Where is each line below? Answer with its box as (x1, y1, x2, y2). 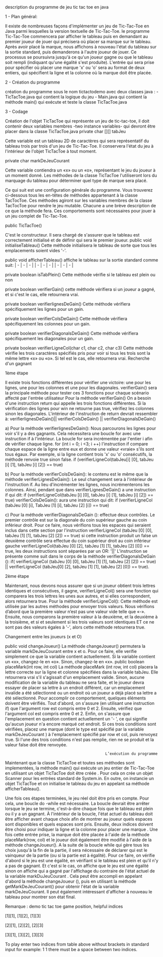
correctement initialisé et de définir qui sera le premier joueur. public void (5, 237, 152, 243)
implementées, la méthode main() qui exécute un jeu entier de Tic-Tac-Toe (5, 765, 155, 771)
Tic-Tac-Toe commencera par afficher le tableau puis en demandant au (5, 34, 148, 39)
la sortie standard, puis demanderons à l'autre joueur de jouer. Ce (5, 49, 137, 55)
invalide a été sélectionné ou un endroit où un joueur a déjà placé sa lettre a (5, 690, 157, 696)
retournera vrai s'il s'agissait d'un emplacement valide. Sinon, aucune (5, 674, 145, 680)
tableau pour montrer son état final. (5, 894, 76, 900)
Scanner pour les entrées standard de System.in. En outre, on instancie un (5, 776, 154, 781)
